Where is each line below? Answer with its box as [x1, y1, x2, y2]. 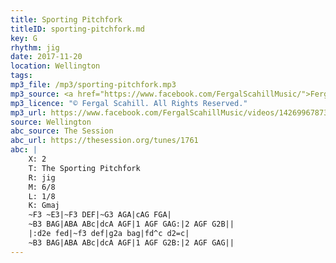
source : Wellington [10, 117, 92, 127]
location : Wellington [10, 61, 101, 71]
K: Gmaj [28, 201, 60, 211]
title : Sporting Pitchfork [10, 14, 123, 25]
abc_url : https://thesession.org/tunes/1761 [10, 136, 199, 146]
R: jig [28, 172, 56, 183]
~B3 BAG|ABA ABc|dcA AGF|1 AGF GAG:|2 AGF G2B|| [28, 219, 235, 230]
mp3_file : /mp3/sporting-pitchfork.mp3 [10, 80, 177, 90]
